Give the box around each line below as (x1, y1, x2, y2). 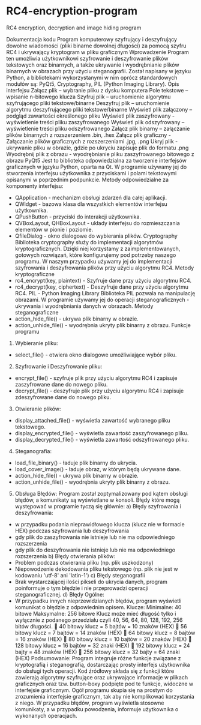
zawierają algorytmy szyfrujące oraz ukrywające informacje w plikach (14, 673, 188, 681)
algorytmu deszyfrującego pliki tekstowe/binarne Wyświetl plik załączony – (6, 106, 193, 113)
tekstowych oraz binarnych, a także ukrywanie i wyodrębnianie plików (6, 61, 179, 68)
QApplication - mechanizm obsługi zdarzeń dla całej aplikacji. (14, 194, 167, 201)
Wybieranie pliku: (14, 339, 58, 346)
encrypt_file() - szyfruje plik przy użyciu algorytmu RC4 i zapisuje (14, 374, 178, 382)
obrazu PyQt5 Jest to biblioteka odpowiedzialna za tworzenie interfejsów (6, 157, 187, 164)
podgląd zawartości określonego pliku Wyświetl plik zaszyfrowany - (6, 112, 175, 119)
